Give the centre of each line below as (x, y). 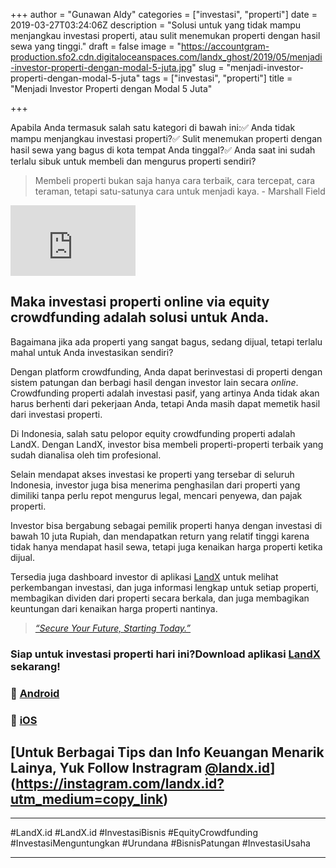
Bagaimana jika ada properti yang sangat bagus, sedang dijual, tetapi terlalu (166, 341)
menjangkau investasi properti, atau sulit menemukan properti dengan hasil (165, 35)
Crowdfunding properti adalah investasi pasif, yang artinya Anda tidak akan (165, 393)
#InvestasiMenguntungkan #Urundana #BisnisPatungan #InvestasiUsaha (160, 843)
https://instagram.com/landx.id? (120, 783)
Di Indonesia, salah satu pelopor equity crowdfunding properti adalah (153, 433)
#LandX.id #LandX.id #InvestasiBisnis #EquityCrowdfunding (134, 833)
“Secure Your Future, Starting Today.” (113, 628)
